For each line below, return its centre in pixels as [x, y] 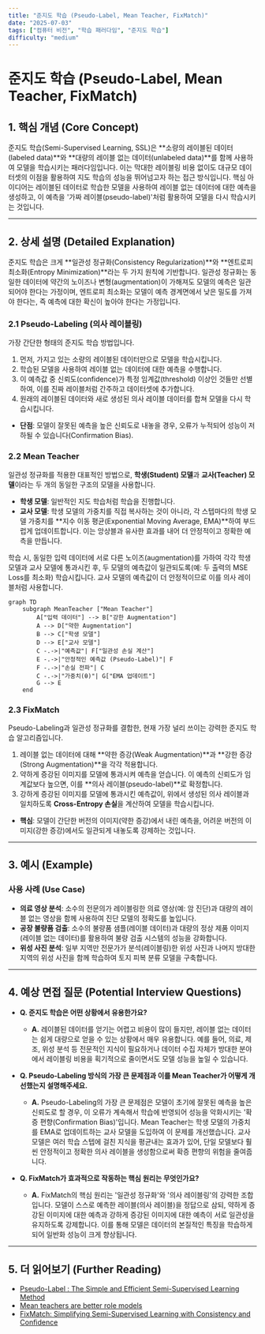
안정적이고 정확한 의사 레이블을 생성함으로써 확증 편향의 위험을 [136, 1152]
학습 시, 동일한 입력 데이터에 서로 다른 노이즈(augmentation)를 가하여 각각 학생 [129, 557]
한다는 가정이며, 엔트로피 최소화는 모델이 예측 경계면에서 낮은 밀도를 [133, 292]
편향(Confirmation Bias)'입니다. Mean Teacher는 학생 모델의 [135, 1122]
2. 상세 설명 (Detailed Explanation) [92, 242]
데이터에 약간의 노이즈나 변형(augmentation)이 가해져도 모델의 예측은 [130, 282]
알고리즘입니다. [40, 737]
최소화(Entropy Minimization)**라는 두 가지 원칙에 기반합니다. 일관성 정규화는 [128, 272]
